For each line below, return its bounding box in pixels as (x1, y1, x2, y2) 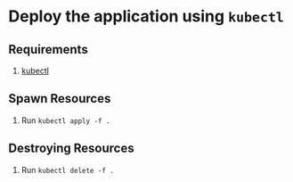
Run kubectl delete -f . (20, 164, 115, 175)
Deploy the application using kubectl (8, 6, 284, 27)
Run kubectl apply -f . (20, 114, 110, 126)
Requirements (8, 42, 88, 57)
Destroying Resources (8, 141, 134, 156)
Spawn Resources (8, 91, 111, 106)
